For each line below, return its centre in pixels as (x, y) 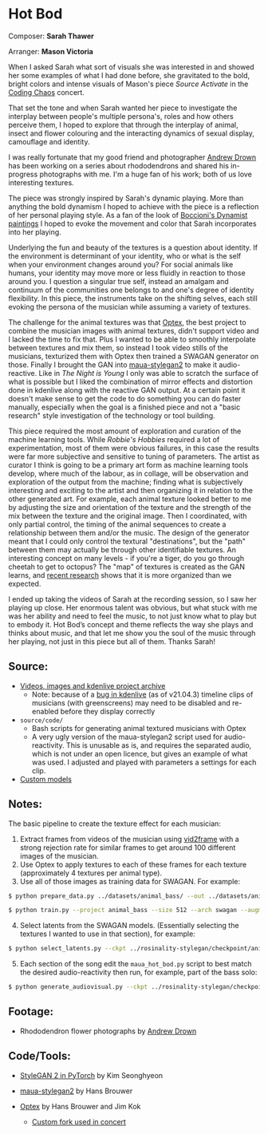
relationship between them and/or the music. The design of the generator (129, 532)
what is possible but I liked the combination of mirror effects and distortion (130, 381)
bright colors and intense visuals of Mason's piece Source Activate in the (128, 84)
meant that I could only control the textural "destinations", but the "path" (127, 541)
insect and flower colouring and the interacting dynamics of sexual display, (132, 133)
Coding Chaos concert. (47, 92)
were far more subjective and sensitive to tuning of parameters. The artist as (134, 456)
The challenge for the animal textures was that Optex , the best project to (127, 322)
